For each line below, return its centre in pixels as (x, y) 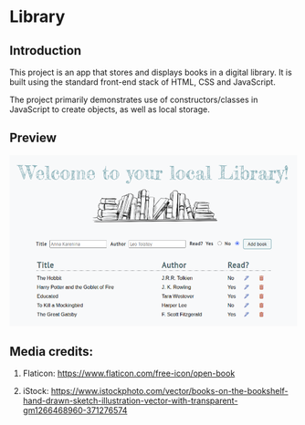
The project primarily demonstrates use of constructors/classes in (134, 99)
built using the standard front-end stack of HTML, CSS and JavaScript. (142, 82)
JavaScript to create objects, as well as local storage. (110, 109)
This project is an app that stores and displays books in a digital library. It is (151, 72)
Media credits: (52, 352)
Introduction (46, 51)
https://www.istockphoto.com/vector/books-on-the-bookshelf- (170, 391)
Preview (33, 138)
